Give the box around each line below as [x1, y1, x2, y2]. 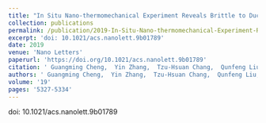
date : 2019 [8, 41, 44, 49]
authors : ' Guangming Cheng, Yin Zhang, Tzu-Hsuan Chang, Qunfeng [8, 71, 243, 79]
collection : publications [8, 19, 93, 27]
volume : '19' [8, 78, 51, 86]
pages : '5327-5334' [8, 85, 73, 94]
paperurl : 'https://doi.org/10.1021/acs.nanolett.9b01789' [8, 56, 207, 64]
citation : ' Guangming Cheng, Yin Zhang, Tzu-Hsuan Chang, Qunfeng [8, 63, 246, 71]
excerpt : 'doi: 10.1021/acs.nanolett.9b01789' [8, 33, 165, 42]
